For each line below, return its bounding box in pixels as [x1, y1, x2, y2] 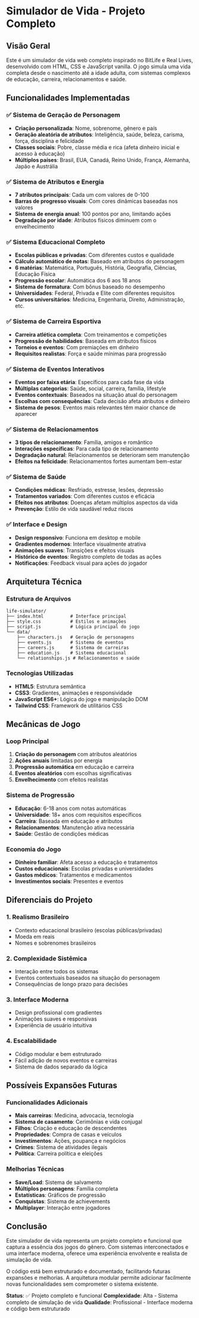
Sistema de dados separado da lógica [14, 1063, 108, 1070]
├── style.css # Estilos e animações [6, 619, 127, 625]
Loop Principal [6, 737, 49, 745]
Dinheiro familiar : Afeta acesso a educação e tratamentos [14, 859, 158, 866]
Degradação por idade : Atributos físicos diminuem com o [14, 217, 157, 224]
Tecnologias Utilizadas [6, 669, 74, 677]
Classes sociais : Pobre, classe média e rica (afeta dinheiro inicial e [14, 144, 180, 151]
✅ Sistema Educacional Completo [6, 238, 105, 246]
